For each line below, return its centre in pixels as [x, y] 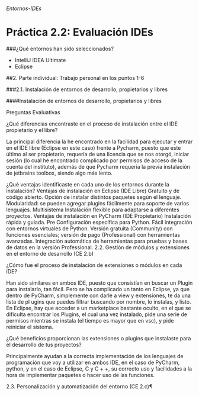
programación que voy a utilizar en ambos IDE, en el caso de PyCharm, [93, 362]
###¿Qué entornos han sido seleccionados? [60, 49]
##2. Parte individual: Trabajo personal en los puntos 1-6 [75, 78]
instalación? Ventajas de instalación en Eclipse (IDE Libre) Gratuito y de [93, 191]
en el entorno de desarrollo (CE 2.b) [50, 253]
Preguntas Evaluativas [33, 112]
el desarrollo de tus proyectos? [44, 345]
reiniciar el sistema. [30, 327]
